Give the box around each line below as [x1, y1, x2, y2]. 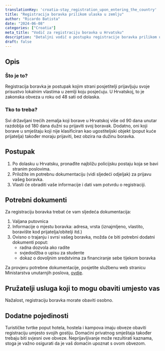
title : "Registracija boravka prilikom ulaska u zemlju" [5, 12, 124, 17]
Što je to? [5, 72, 28, 79]
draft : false [5, 39, 32, 44]
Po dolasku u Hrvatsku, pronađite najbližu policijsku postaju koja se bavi [12, 161, 159, 167]
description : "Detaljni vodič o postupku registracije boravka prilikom [5, 35, 157, 40]
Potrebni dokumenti [5, 196, 67, 204]
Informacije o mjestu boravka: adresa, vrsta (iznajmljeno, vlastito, [12, 224, 144, 230]
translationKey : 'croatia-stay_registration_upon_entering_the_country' [5, 7, 157, 12]
